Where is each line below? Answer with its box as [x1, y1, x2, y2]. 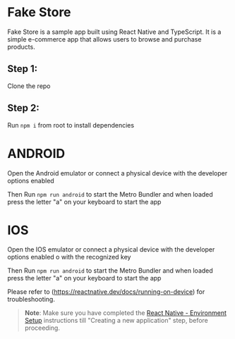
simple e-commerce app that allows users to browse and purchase [7, 35, 202, 43]
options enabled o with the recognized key [7, 253, 131, 261]
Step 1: [7, 63, 38, 75]
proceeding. [24, 323, 60, 332]
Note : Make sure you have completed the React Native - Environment [24, 309, 227, 317]
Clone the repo [7, 82, 51, 90]
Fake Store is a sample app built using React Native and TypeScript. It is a [7, 27, 222, 36]
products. [7, 42, 35, 51]
